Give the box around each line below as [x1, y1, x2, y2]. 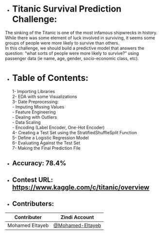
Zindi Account [60, 214, 94, 221]
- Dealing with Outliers [12, 114, 57, 120]
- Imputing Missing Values [12, 104, 65, 110]
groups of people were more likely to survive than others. [5, 40, 120, 46]
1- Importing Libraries [12, 88, 55, 94]
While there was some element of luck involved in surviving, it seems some [5, 35, 155, 41]
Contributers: [12, 200, 54, 208]
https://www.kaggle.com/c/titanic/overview [12, 183, 149, 191]
